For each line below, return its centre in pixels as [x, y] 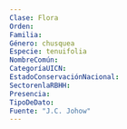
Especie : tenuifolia [49, 52]
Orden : [22, 26]
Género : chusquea [42, 43]
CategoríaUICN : [38, 69]
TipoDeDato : [32, 102]
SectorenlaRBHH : [40, 85]
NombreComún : [34, 60]
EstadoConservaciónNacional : [64, 77]
